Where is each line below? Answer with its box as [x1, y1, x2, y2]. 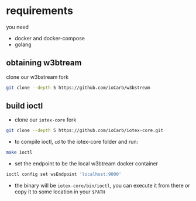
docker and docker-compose [14, 34, 85, 41]
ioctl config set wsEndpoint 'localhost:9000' [6, 171, 122, 178]
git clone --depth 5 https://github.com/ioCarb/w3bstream [6, 85, 150, 91]
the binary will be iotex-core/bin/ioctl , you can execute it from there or [14, 182, 190, 189]
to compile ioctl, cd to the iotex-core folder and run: [14, 138, 139, 145]
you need [6, 23, 29, 30]
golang [14, 41, 32, 48]
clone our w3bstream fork [6, 73, 69, 80]
